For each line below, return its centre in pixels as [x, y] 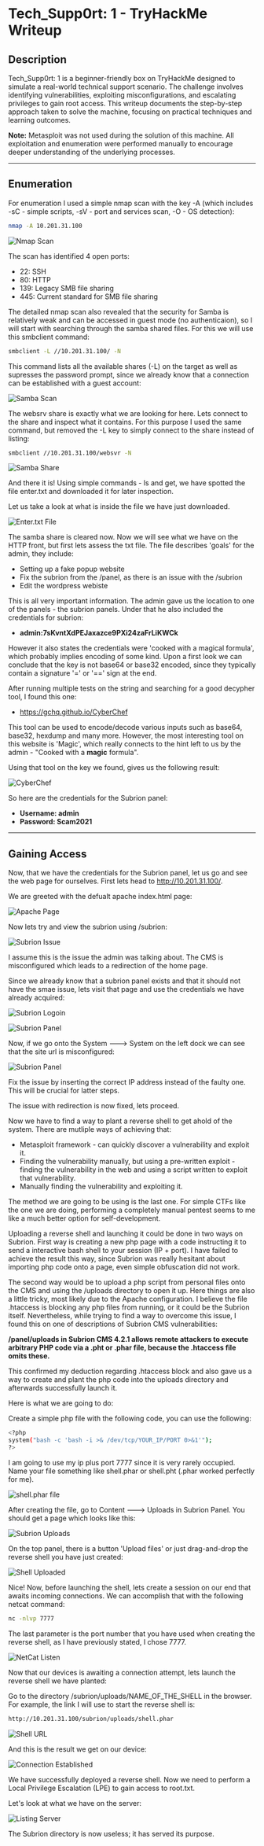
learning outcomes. [39, 120]
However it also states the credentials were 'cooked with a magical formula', [131, 648]
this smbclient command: [49, 337]
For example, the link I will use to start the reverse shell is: [102, 1704]
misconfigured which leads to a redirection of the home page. [108, 966]
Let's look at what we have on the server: [75, 1803]
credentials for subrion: [46, 617]
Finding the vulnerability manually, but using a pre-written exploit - [127, 1162]
